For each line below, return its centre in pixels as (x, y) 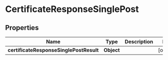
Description (139, 42)
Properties (22, 28)
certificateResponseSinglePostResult (53, 50)
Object (111, 50)
